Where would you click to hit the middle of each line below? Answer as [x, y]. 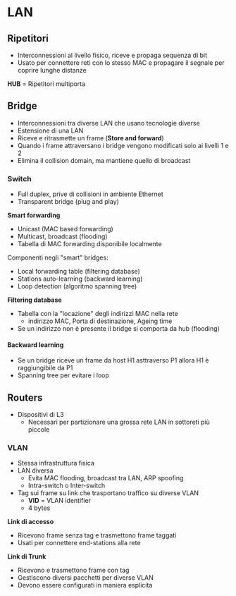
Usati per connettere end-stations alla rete [79, 543]
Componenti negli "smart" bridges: [58, 257]
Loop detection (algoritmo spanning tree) [77, 286]
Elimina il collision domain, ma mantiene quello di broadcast [104, 160]
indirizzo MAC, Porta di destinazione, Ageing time [100, 321]
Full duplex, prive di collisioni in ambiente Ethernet [90, 194]
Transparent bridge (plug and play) [68, 202]
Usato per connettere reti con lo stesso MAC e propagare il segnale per [121, 63]
